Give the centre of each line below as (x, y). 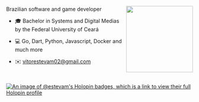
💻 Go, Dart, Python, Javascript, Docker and (68, 41)
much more (29, 50)
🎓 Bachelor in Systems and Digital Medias (67, 21)
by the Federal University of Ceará (57, 29)
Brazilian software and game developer (54, 9)
